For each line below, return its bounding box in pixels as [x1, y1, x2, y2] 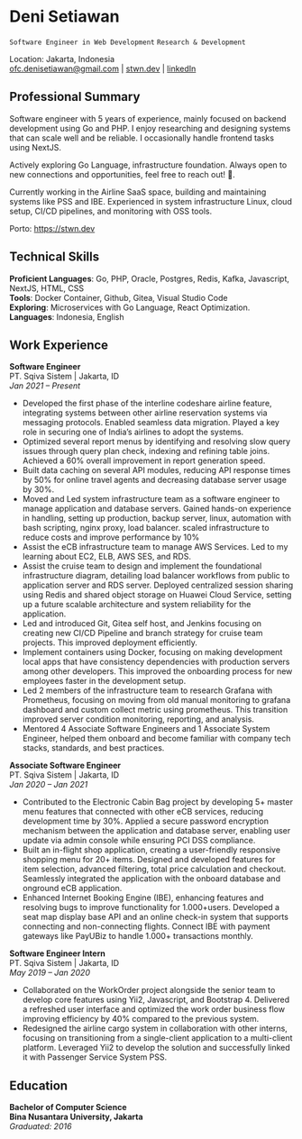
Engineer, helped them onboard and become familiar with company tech [22, 733, 291, 744]
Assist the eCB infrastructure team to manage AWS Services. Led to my [22, 542, 288, 552]
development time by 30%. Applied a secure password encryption [22, 816, 269, 826]
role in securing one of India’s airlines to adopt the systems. [22, 426, 244, 438]
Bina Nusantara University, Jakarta [9, 1111, 143, 1123]
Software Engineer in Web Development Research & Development [9, 38, 246, 47]
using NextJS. [9, 141, 61, 152]
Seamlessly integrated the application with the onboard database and [22, 873, 281, 884]
